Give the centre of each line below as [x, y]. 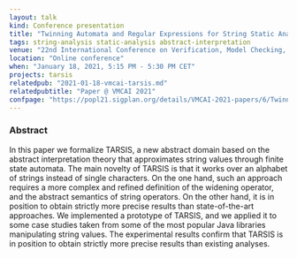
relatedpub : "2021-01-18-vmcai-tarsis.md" [88, 83]
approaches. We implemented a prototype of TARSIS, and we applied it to [143, 215]
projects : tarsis [41, 75]
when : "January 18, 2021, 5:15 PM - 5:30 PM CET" [103, 67]
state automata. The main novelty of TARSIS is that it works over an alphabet [148, 168]
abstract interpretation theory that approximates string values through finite [147, 159]
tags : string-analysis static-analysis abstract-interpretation [130, 42]
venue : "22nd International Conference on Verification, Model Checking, [148, 50]
